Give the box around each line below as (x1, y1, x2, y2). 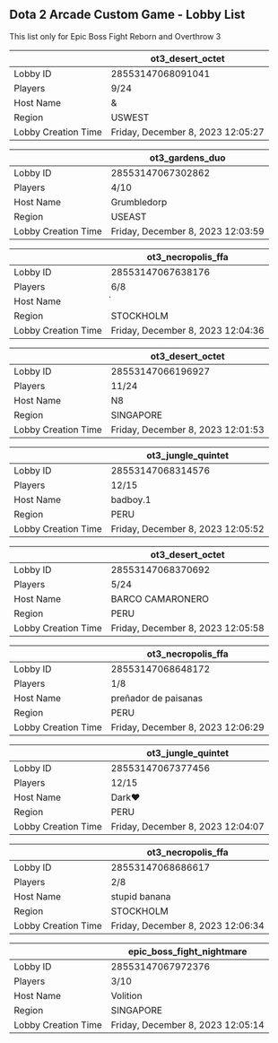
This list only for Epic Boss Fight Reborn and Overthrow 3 (9, 30, 222, 41)
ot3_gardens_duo (149, 152, 226, 164)
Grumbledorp (110, 196, 168, 208)
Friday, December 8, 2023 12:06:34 (110, 919, 265, 932)
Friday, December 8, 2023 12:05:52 (110, 522, 265, 535)
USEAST (110, 210, 147, 222)
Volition (110, 989, 143, 1002)
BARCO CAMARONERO (110, 592, 209, 604)
